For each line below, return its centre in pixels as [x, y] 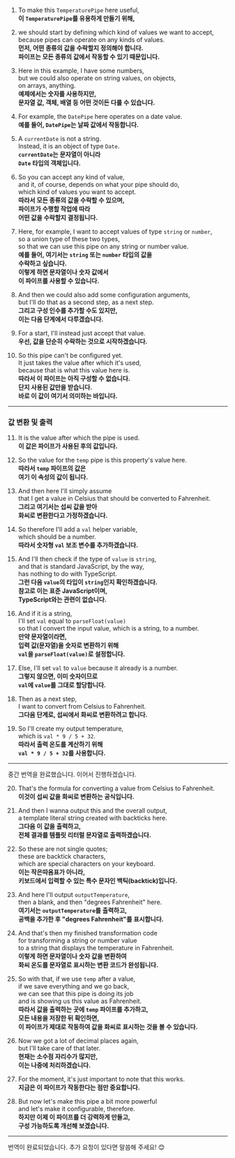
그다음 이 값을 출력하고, [50, 827]
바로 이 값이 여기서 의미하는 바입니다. [68, 396]
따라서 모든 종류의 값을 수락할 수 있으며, [71, 200]
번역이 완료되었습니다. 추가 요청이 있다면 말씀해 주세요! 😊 [86, 1148]
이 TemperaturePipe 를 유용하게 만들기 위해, [76, 18]
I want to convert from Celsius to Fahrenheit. [82, 707]
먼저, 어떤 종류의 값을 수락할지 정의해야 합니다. [81, 48]
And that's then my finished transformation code [88, 933]
